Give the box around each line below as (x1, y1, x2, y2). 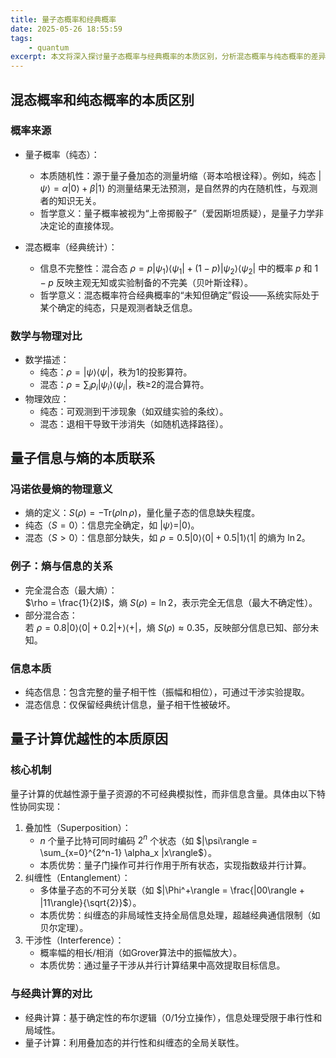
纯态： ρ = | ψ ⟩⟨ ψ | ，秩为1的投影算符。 (39, 366, 193, 378)
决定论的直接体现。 (39, 219, 120, 231)
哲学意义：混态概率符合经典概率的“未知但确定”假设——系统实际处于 (39, 289, 320, 301)
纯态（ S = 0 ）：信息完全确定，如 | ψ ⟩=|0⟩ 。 (24, 519, 200, 531)
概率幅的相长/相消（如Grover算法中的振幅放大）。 (39, 947, 243, 959)
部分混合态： (24, 609, 78, 621)
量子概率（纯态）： (24, 148, 100, 160)
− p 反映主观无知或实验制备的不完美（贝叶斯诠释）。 (39, 276, 253, 288)
